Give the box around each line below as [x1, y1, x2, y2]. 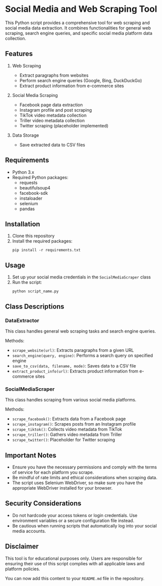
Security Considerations [5, 499, 82, 508]
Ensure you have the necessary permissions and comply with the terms [12, 464, 157, 470]
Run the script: [12, 279, 42, 285]
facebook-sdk [19, 190, 48, 196]
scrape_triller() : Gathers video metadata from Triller [12, 432, 122, 437]
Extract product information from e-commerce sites [19, 83, 124, 89]
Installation [5, 220, 40, 228]
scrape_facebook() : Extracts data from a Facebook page [12, 416, 126, 422]
